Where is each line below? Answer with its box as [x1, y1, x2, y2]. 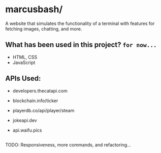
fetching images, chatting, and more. [5, 25, 82, 32]
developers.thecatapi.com [12, 87, 68, 94]
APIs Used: [5, 74, 41, 83]
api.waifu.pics [12, 127, 42, 133]
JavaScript [12, 59, 36, 66]
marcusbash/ [5, 4, 63, 15]
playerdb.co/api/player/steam [12, 107, 75, 113]
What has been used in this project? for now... [5, 41, 157, 49]
